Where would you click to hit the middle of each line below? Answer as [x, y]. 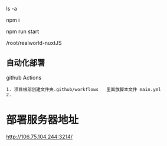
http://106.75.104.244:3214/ [39, 137]
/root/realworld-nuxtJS [34, 43]
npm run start [23, 31]
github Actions [24, 77]
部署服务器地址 [42, 120]
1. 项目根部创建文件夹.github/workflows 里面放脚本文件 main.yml [83, 89]
